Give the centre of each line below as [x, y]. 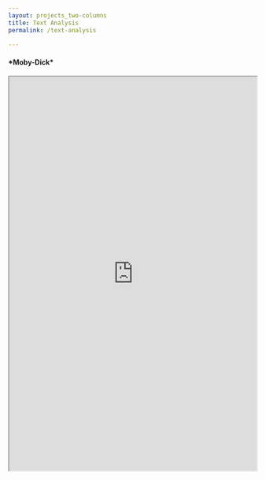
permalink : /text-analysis [52, 30]
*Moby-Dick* [31, 62]
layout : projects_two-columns [58, 15]
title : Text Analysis [44, 23]
